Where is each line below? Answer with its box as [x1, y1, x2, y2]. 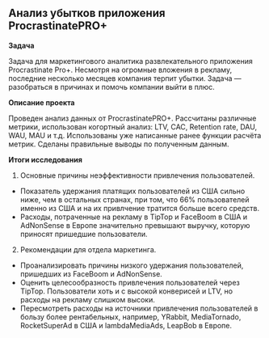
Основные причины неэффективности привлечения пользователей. [19, 170, 255, 180]
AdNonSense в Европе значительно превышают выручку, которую [19, 220, 250, 230]
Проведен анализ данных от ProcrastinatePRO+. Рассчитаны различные [8, 113, 257, 123]
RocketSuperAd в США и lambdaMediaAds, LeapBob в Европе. [19, 320, 233, 330]
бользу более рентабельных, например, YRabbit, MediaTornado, [19, 311, 242, 322]
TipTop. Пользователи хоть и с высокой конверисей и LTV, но [19, 286, 233, 296]
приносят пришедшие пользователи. [19, 229, 148, 239]
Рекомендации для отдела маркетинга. [19, 244, 157, 254]
